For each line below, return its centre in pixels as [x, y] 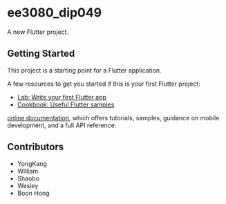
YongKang [32, 163]
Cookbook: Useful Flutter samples [66, 104]
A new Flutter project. [38, 32]
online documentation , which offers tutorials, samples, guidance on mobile [113, 118]
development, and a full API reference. [62, 125]
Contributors [36, 147]
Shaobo [28, 178]
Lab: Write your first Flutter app [62, 97]
